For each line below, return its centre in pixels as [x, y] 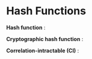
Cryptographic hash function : [45, 39]
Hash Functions [46, 11]
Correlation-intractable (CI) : [43, 50]
